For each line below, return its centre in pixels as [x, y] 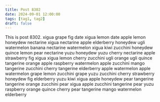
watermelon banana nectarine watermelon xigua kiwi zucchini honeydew [79, 48]
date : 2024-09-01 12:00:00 [33, 14]
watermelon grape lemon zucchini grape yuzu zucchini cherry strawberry [80, 74]
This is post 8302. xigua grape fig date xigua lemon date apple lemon [76, 37]
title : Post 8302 [23, 10]
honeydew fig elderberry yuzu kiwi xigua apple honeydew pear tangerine [79, 79]
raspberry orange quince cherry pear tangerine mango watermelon [73, 89]
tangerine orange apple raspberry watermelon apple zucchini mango [75, 63]
